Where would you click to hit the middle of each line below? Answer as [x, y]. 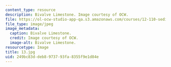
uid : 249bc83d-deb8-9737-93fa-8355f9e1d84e [52, 57]
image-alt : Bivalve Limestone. [43, 43]
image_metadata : [22, 29]
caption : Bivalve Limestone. [41, 33]
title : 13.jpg [20, 52]
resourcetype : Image [27, 47]
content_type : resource [31, 10]
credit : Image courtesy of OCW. [44, 38]
